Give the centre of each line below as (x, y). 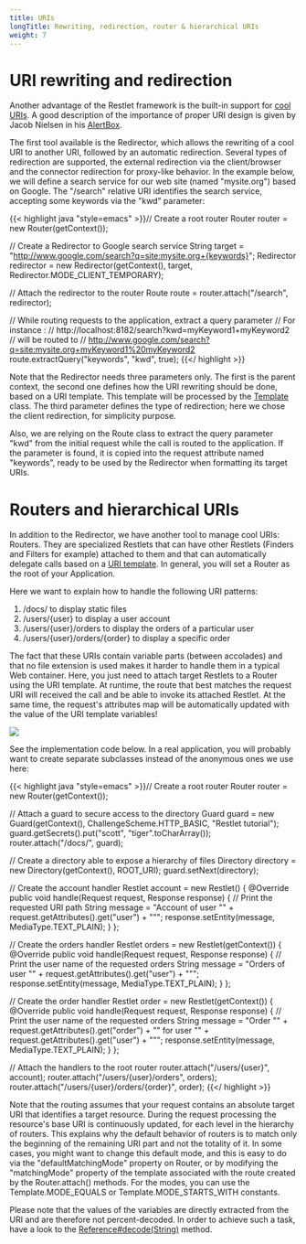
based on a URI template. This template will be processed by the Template (149, 397)
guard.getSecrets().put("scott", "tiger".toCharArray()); (111, 833)
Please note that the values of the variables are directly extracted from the (149, 1210)
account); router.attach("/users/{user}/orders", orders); (113, 1078)
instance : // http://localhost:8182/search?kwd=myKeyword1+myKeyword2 (150, 330)
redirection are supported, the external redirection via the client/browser (145, 162)
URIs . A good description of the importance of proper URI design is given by (153, 115)
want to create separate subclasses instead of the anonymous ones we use (152, 759)
